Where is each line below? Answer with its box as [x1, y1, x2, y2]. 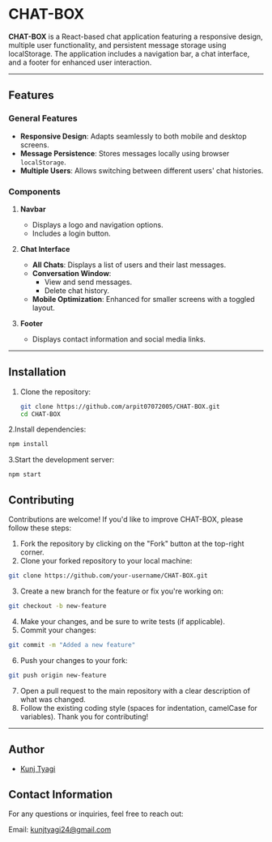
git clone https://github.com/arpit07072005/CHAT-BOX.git [19, 402, 220, 410]
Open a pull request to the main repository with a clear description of [19, 686, 251, 695]
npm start [8, 470, 42, 478]
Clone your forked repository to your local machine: [19, 556, 193, 566]
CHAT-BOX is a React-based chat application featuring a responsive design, [8, 32, 263, 41]
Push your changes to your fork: [19, 655, 128, 665]
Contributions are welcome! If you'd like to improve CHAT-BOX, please [8, 515, 244, 525]
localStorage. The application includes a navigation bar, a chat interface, [8, 49, 250, 58]
